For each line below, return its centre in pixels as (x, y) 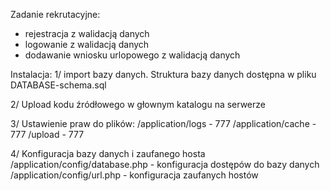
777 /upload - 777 (47, 134)
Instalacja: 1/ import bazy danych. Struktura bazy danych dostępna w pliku (163, 74)
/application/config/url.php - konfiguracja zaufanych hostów (134, 175)
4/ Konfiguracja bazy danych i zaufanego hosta (108, 153)
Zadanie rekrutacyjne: (55, 14)
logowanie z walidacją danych (87, 44)
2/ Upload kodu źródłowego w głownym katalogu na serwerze (138, 104)
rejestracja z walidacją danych (87, 33)
